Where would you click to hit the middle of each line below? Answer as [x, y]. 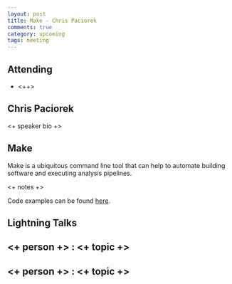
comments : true [30, 27]
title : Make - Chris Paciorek [52, 21]
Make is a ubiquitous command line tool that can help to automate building [116, 165]
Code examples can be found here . [59, 201]
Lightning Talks [42, 222]
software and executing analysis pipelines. [70, 173]
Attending [30, 69]
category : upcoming [36, 34]
